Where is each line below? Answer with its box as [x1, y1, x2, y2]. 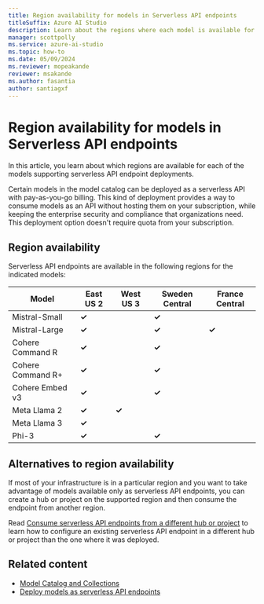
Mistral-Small [12, 312, 63, 323]
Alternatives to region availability [8, 457, 174, 470]
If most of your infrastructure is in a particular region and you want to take [8, 478, 247, 487]
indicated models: [8, 270, 66, 280]
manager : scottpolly [8, 33, 76, 42]
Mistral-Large [12, 324, 64, 335]
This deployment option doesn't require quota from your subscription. [8, 218, 234, 228]
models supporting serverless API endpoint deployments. [8, 170, 194, 179]
